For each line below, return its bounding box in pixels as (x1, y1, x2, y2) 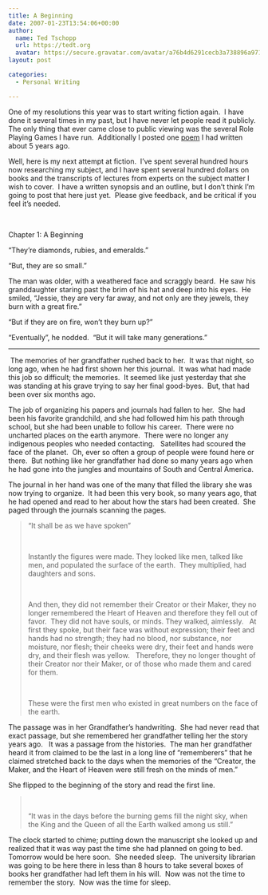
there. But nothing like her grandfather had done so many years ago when (8, 456, 254, 465)
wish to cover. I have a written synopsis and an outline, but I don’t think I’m (8, 181, 255, 192)
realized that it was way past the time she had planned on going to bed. (8, 843, 243, 853)
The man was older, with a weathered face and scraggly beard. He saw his (8, 276, 256, 286)
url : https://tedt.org (15, 42, 91, 50)
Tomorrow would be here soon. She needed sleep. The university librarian (8, 852, 256, 861)
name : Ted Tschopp (15, 34, 77, 42)
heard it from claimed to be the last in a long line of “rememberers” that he (8, 747, 253, 757)
